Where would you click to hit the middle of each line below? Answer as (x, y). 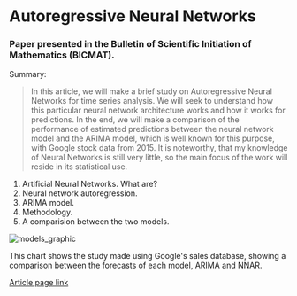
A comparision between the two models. (95, 222)
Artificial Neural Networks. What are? (89, 184)
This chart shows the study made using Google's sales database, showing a (148, 256)
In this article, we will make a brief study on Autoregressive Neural (151, 91)
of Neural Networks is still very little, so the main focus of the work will (159, 158)
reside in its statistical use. (79, 167)
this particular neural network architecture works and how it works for (158, 110)
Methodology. (47, 212)
